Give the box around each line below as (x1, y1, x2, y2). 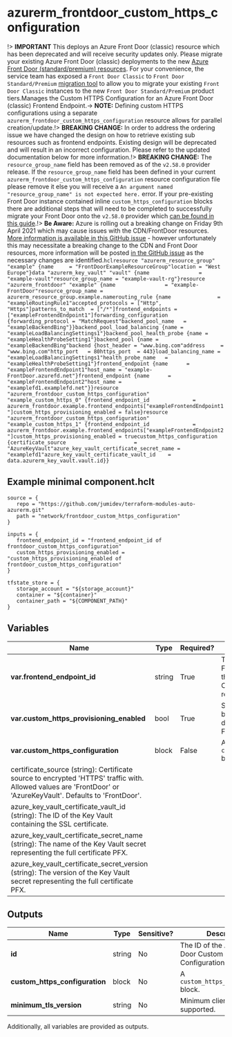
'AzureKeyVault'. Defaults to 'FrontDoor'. (10, 790, 142, 800)
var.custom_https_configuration (10, 745, 119, 755)
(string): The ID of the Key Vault (10, 810, 113, 820)
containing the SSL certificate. (10, 819, 109, 828)
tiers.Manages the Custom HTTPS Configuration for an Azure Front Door (7, 94, 214, 102)
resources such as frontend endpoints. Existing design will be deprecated (7, 138, 217, 146)
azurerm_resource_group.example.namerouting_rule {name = (7, 293, 221, 301)
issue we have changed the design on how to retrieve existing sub (7, 130, 195, 139)
